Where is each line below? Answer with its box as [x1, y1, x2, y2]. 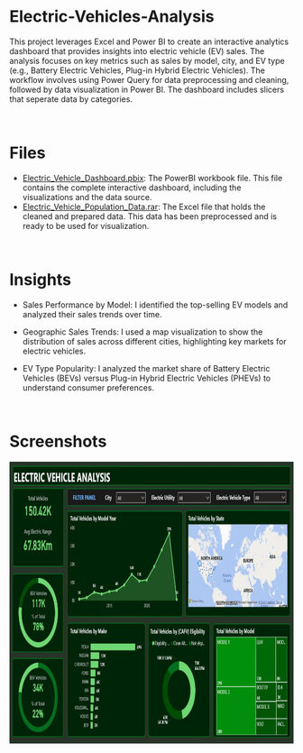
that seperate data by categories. [9, 93, 133, 105]
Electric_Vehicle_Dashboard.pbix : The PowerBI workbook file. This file [22, 172, 283, 183]
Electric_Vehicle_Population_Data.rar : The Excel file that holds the [22, 201, 266, 212]
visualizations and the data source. [22, 191, 152, 202]
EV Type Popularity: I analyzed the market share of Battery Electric [22, 363, 271, 373]
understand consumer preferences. [22, 381, 155, 393]
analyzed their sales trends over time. [22, 308, 162, 319]
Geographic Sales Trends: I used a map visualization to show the [22, 326, 263, 337]
